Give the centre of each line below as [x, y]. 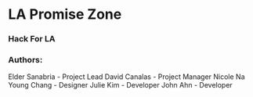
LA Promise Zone [65, 14]
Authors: [25, 60]
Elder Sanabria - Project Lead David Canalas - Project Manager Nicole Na [127, 77]
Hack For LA [32, 39]
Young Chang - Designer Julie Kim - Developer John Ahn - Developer [120, 85]
